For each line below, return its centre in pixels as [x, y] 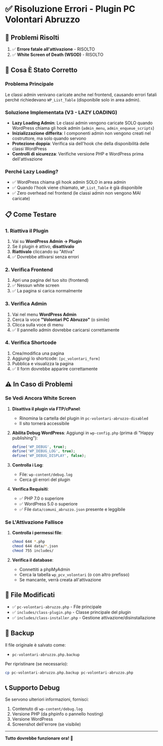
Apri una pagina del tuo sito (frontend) [50, 280]
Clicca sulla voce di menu [38, 324]
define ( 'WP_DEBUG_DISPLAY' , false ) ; [49, 456]
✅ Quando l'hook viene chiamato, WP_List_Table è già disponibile [77, 187]
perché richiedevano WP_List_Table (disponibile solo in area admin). [73, 100]
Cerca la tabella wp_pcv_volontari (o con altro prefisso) [74, 575]
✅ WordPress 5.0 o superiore [48, 504]
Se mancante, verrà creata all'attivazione [60, 580]
